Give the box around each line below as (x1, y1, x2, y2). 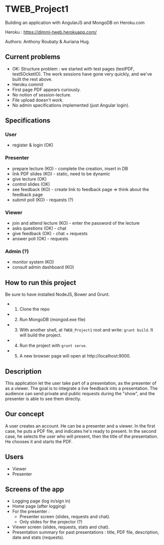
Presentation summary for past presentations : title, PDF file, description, (12, 529, 159, 535)
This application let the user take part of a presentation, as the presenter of (5, 380, 157, 386)
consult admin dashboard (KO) (12, 264, 74, 270)
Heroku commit (12, 81, 44, 87)
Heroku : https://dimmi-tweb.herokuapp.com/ (5, 29, 97, 35)
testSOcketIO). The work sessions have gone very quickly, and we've (12, 71, 152, 77)
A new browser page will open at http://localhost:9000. (19, 353, 131, 359)
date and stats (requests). (12, 535, 65, 541)
